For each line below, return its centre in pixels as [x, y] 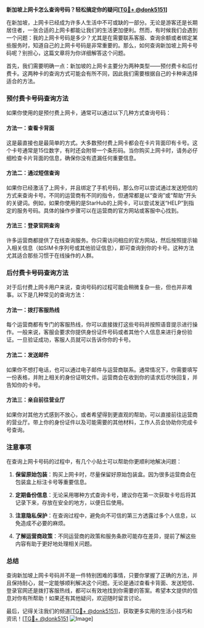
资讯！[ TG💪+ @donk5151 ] [50, 619]
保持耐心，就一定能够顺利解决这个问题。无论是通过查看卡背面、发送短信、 [104, 583]
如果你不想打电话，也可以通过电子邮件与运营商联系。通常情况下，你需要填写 [102, 369]
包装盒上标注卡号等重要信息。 [52, 482]
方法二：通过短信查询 [33, 173]
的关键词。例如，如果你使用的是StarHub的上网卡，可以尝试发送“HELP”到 [98, 203]
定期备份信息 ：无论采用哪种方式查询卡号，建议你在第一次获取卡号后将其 [105, 495]
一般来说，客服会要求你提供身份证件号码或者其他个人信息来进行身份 [102, 332]
